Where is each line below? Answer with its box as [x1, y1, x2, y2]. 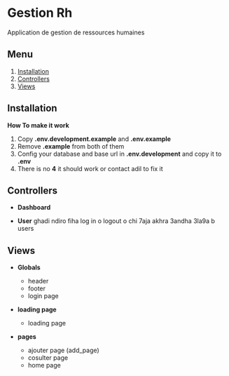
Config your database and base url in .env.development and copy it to [17, 149, 222, 158]
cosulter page [27, 354, 69, 362]
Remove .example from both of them [17, 142, 125, 150]
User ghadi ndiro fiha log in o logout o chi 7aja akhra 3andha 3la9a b [17, 217, 216, 225]
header [27, 277, 49, 286]
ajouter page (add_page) [27, 346, 99, 355]
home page [27, 361, 61, 370]
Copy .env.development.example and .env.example [17, 135, 172, 143]
